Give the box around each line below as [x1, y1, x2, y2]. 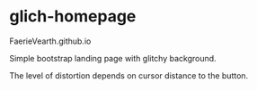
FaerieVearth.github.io [9, 36, 92, 46]
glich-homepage [9, 6, 137, 27]
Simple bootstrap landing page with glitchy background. [9, 53, 217, 63]
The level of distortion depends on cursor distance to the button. [9, 70, 249, 81]
